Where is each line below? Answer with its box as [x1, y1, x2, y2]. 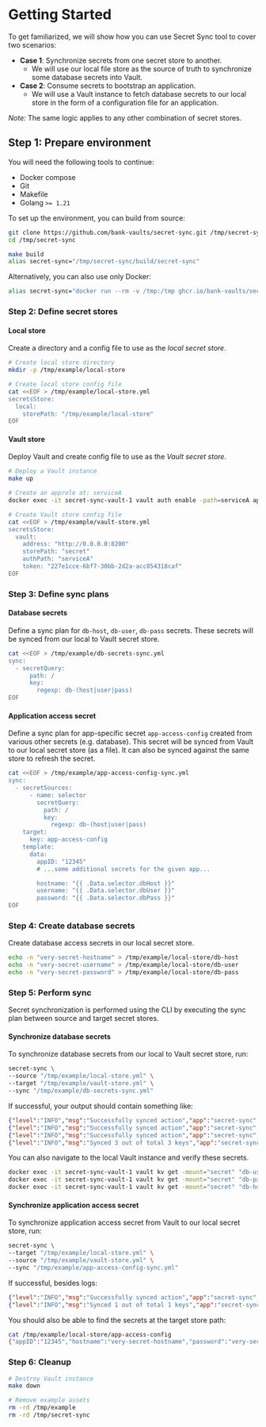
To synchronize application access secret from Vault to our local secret [8, 1218, 241, 1227]
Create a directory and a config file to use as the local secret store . [8, 343, 227, 353]
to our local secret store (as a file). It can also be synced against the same [8, 746, 249, 755]
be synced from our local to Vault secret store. [8, 634, 160, 643]
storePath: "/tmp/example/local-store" [22, 410, 154, 418]
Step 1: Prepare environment [8, 136, 152, 150]
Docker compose [19, 172, 77, 182]
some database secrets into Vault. [31, 72, 142, 82]
